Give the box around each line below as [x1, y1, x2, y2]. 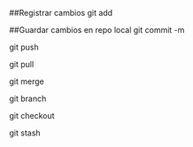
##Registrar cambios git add [9, 8, 113, 18]
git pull [9, 59, 35, 69]
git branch [9, 93, 47, 104]
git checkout [9, 111, 55, 120]
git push [9, 42, 40, 52]
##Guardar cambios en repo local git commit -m [9, 25, 185, 35]
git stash [9, 128, 42, 138]
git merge [9, 76, 44, 87]
